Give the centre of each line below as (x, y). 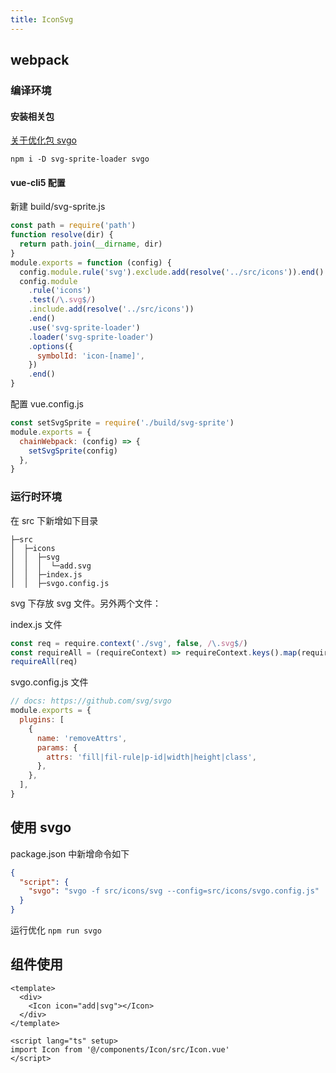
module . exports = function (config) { (91, 262)
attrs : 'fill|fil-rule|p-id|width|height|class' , (151, 757)
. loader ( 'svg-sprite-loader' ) (91, 337)
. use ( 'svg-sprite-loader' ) (84, 327)
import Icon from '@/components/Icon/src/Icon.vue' (120, 1049)
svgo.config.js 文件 (49, 682)
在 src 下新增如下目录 (54, 520)
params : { (57, 747)
